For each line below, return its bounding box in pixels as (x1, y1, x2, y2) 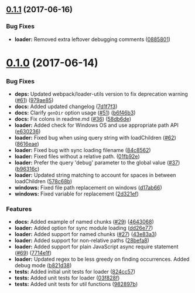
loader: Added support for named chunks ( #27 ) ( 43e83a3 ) (14, 231, 157, 238)
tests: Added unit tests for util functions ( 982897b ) (14, 281, 138, 288)
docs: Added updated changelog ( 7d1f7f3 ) (14, 103, 118, 110)
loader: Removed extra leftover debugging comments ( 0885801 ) (14, 35, 171, 43)
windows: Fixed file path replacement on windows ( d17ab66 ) (14, 184, 162, 191)
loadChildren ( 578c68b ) (14, 178, 73, 185)
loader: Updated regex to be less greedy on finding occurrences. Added (14, 255, 190, 263)
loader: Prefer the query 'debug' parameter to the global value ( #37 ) (14, 159, 180, 166)
